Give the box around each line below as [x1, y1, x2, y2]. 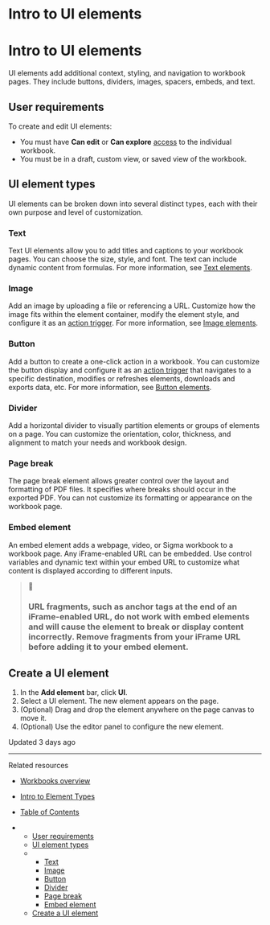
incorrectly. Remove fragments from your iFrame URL [27, 631, 241, 643]
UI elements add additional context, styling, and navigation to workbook [8, 68, 247, 78]
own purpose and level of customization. [8, 207, 143, 217]
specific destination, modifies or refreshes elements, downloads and [8, 373, 235, 383]
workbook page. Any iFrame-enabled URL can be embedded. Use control [8, 549, 252, 558]
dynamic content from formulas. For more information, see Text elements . [8, 263, 253, 273]
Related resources [8, 761, 69, 771]
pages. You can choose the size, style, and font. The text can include [8, 254, 237, 264]
